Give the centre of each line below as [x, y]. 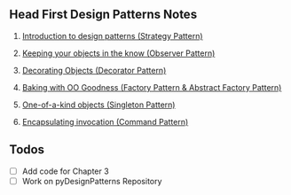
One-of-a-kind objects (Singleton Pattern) [98, 105]
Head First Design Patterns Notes [103, 15]
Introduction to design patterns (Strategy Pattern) [112, 35]
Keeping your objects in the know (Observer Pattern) [118, 53]
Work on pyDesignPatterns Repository [92, 181]
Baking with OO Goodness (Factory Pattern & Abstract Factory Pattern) [152, 87]
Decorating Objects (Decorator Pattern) [94, 70]
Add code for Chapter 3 [65, 171]
